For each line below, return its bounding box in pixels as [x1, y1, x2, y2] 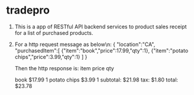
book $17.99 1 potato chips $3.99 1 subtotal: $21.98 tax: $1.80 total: [14, 76, 179, 83]
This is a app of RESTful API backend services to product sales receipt [14, 23, 187, 30]
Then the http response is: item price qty [14, 64, 114, 71]
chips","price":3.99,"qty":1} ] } [14, 53, 88, 60]
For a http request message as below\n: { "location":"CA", [14, 41, 156, 48]
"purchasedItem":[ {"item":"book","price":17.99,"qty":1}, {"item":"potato [14, 47, 189, 54]
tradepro [6, 4, 50, 17]
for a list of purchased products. [14, 29, 93, 36]
